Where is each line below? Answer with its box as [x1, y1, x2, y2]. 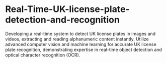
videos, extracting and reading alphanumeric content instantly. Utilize [5, 36, 149, 42]
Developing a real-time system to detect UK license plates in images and [5, 30, 156, 36]
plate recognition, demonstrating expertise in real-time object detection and [5, 46, 162, 52]
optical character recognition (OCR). [5, 51, 80, 58]
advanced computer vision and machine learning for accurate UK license [5, 41, 157, 47]
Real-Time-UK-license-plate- [5, 3, 130, 15]
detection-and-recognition [5, 14, 120, 25]
